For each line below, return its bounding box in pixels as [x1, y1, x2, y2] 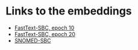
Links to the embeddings [5, 4, 132, 18]
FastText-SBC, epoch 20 [14, 30, 76, 37]
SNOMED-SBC [14, 37, 52, 44]
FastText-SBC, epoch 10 [14, 24, 75, 31]
